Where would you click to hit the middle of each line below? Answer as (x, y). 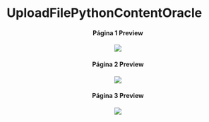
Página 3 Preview (118, 96)
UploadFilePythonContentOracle (104, 13)
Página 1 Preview (118, 32)
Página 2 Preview (118, 64)
